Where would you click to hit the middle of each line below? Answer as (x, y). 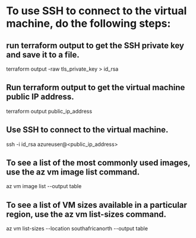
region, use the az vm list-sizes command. (86, 214)
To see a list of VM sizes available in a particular (97, 205)
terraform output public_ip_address (49, 111)
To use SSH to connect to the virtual (97, 11)
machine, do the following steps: (88, 23)
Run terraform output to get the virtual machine (96, 88)
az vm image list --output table (44, 186)
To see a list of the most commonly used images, (98, 163)
